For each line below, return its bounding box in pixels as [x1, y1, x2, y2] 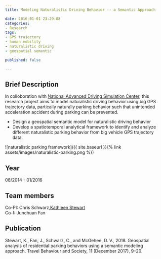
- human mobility [5, 39, 41, 45]
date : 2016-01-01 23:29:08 [5, 16, 61, 21]
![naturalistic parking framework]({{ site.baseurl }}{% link [5, 144, 121, 150]
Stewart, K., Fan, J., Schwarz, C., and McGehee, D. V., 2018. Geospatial [5, 237, 150, 243]
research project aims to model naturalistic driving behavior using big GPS [5, 99, 157, 105]
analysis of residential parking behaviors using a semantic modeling [5, 243, 143, 249]
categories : [5, 21, 30, 26]
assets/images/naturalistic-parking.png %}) [5, 149, 94, 155]
